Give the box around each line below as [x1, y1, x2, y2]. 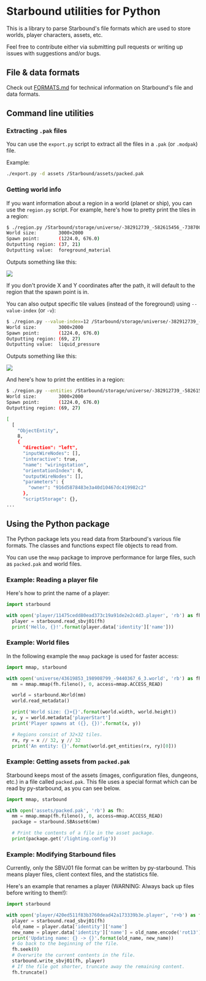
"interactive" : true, [22, 456, 78, 462]
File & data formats [6, 68, 80, 78]
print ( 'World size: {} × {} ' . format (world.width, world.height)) [12, 709, 177, 715]
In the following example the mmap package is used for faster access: [6, 652, 179, 660]
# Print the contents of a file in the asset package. [12, 830, 155, 837]
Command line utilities [6, 108, 94, 119]
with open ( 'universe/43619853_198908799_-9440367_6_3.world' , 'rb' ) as [6, 675, 193, 682]
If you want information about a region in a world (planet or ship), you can [6, 199, 193, 207]
